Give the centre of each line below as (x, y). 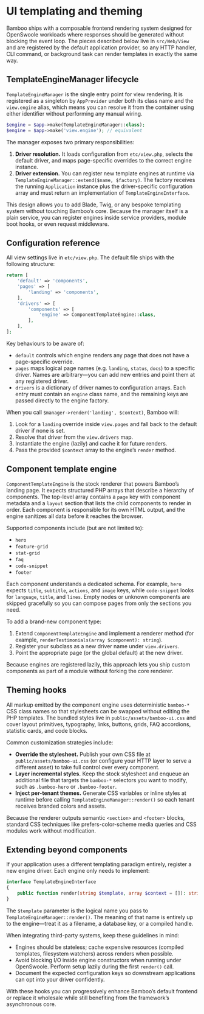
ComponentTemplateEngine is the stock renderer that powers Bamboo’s (93, 484)
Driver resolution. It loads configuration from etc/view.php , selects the (104, 154)
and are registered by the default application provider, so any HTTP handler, (101, 47)
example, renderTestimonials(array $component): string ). (89, 640)
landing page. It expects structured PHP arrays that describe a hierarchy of (100, 490)
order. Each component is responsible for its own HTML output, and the (96, 509)
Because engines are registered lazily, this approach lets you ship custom (98, 664)
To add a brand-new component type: (54, 621)
